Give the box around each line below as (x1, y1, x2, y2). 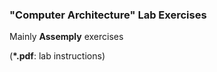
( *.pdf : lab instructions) (9, 50, 106, 62)
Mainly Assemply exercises (9, 31, 124, 43)
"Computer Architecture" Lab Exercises (9, 8, 207, 22)
